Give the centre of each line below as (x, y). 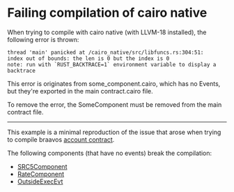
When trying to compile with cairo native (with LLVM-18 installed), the (107, 32)
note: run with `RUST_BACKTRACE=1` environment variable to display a (112, 64)
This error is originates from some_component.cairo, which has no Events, (114, 83)
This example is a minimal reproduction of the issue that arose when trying (114, 132)
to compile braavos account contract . (61, 139)
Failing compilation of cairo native (107, 13)
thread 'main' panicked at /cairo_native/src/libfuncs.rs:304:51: (106, 52)
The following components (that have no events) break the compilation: (110, 153)
